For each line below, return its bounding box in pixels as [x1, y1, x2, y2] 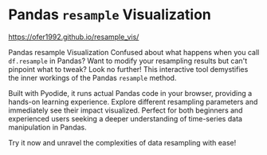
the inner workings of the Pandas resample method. [8, 73, 177, 82]
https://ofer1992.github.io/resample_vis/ [8, 32, 139, 42]
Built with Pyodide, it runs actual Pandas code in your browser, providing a [8, 88, 253, 97]
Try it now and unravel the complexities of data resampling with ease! [8, 137, 237, 147]
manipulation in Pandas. [8, 122, 87, 132]
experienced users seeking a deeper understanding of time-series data [8, 113, 243, 123]
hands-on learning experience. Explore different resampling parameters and [8, 97, 258, 106]
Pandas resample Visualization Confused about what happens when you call [8, 47, 260, 57]
